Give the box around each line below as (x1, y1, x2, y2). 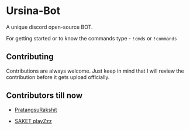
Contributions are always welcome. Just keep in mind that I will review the (6, 67, 184, 74)
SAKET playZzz (14, 117, 52, 124)
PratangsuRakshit (14, 106, 57, 113)
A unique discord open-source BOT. (6, 23, 93, 30)
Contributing (6, 52, 54, 62)
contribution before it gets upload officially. (6, 73, 110, 80)
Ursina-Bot (6, 4, 60, 18)
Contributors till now (6, 91, 83, 101)
